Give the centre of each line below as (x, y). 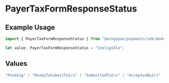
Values (16, 64)
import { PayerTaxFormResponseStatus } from (53, 39)
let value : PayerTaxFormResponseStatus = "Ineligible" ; (65, 48)
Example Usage (30, 27)
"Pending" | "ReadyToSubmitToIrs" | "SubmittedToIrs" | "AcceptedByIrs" (83, 75)
